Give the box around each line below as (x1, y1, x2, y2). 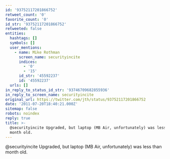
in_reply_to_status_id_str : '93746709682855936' (5, 87, 110, 93)
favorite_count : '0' (5, 17, 49, 22)
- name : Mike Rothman (14, 50, 60, 55)
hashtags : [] (10, 36, 37, 41)
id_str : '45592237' (18, 73, 60, 78)
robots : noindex (5, 111, 39, 116)
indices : (18, 59, 37, 64)
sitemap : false (5, 106, 37, 111)
